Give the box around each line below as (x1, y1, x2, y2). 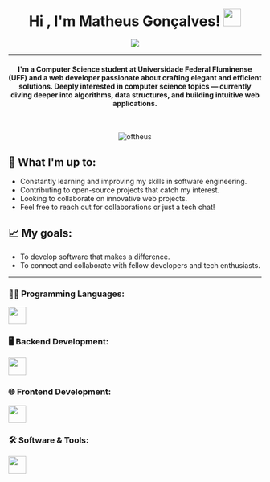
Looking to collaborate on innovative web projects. (19, 193, 188, 203)
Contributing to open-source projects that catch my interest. (19, 185, 220, 195)
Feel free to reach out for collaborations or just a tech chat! (19, 202, 215, 212)
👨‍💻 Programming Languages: (8, 288, 125, 299)
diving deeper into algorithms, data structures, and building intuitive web (10, 89, 260, 100)
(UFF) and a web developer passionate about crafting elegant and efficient (8, 72, 262, 82)
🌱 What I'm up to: (8, 155, 96, 169)
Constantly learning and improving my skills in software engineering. (19, 176, 247, 186)
